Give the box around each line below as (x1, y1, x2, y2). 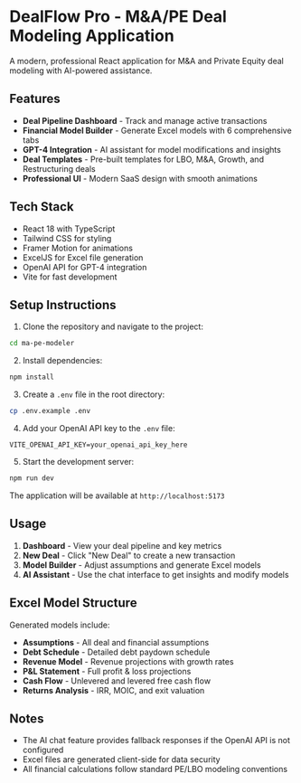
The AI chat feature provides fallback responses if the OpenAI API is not (22, 735, 291, 746)
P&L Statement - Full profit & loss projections (22, 665, 192, 676)
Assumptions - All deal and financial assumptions (22, 637, 210, 647)
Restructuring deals (22, 163, 97, 174)
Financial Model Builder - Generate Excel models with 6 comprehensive (22, 125, 292, 136)
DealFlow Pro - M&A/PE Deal (9, 6, 228, 27)
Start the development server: (22, 457, 135, 467)
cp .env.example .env (9, 407, 91, 416)
